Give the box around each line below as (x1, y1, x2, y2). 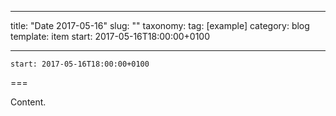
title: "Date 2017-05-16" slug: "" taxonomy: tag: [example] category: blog (10, 20, 310, 31)
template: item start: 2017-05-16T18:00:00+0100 (10, 31, 211, 42)
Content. (10, 96, 47, 108)
